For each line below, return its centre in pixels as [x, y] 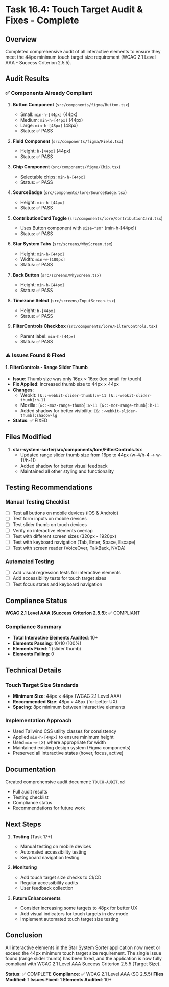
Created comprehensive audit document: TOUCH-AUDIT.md [65, 782]
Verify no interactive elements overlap [53, 530]
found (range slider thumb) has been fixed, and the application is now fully [84, 958]
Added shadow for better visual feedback [64, 466]
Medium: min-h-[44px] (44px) [52, 120]
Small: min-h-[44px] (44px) [49, 114]
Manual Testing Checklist [38, 501]
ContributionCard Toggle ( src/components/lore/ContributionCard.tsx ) [88, 218]
